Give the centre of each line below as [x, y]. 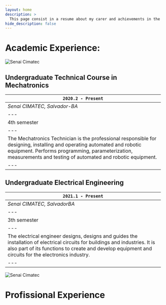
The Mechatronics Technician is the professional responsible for [82, 138]
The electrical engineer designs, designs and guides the [73, 236]
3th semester [23, 220]
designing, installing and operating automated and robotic [75, 145]
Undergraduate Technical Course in [61, 77]
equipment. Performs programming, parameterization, [70, 151]
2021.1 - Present [83, 196]
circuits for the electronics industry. [49, 254]
